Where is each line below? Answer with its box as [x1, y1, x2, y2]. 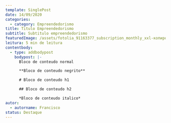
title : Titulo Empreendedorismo [5, 26, 74, 31]
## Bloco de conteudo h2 [18, 87, 72, 92]
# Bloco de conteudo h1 [18, 77, 70, 83]
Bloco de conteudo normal [18, 59, 74, 64]
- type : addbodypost [10, 50, 53, 55]
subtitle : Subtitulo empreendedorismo [5, 31, 88, 36]
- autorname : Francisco [10, 105, 60, 110]
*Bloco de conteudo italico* [18, 96, 81, 101]
